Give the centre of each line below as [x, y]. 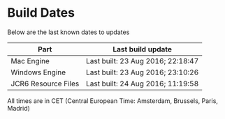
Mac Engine [30, 61]
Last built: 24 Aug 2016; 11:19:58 [143, 84]
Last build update [143, 49]
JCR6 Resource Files [45, 84]
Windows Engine [38, 72]
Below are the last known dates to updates [68, 32]
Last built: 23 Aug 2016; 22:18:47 [143, 61]
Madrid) [19, 108]
